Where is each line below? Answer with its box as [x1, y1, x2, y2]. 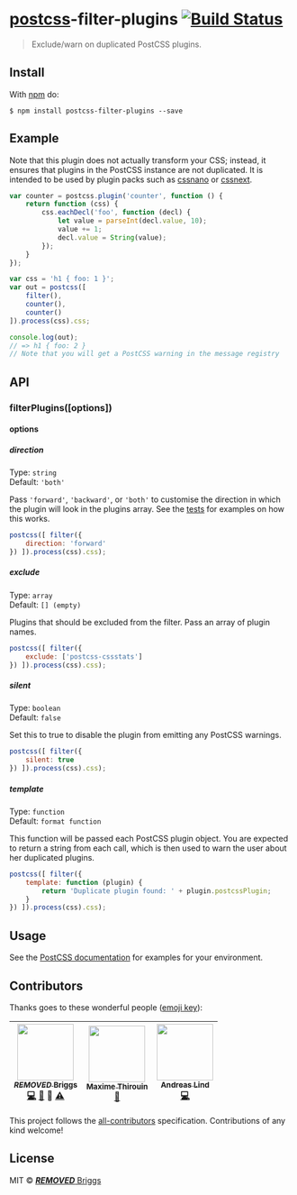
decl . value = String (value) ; [57, 233, 167, 242]
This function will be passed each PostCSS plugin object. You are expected [9, 833, 289, 844]
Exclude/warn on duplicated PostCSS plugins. [31, 39, 202, 50]
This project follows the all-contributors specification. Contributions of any [9, 1115, 286, 1126]
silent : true [25, 755, 75, 765]
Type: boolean [9, 703, 61, 714]
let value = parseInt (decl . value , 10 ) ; [57, 216, 207, 225]
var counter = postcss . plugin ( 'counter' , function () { [9, 191, 223, 200]
